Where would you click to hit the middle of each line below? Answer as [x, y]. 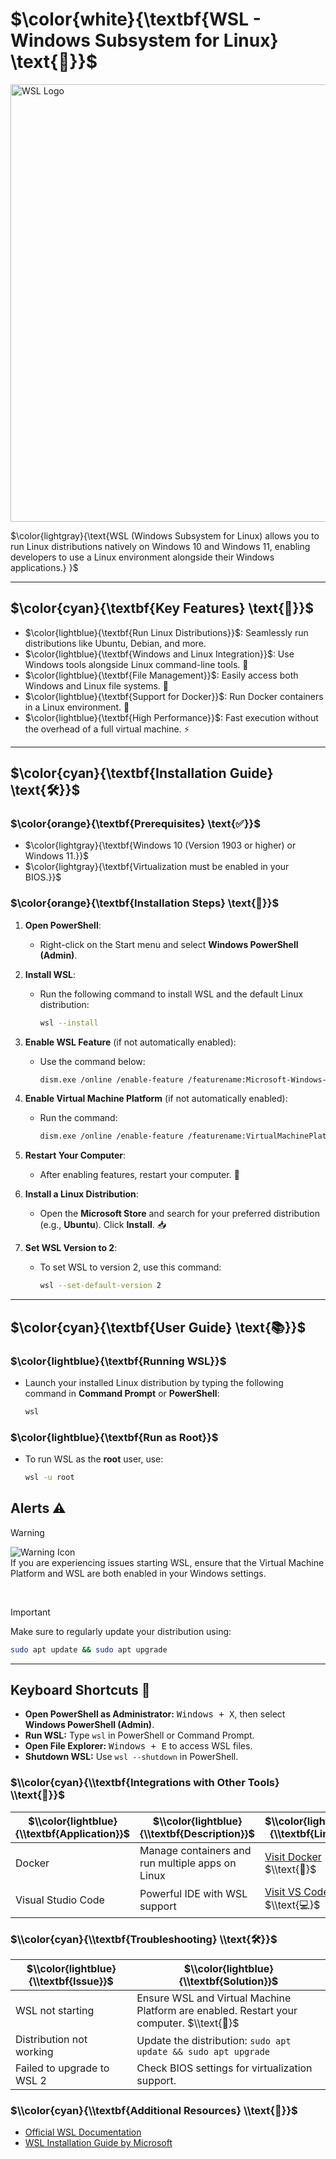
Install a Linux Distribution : [81, 1194]
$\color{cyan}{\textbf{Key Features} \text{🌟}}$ [162, 608]
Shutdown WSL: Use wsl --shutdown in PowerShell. [131, 1757]
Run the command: [78, 1118]
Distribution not [51, 2040]
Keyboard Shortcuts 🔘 [80, 1690]
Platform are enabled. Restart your [217, 2011]
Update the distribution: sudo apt [214, 2041]
